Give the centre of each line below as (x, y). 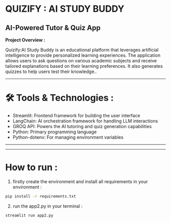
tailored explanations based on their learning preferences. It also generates (84, 66)
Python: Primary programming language (54, 132)
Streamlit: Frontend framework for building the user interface (76, 115)
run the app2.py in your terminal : (48, 206)
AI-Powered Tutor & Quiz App (53, 28)
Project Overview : (25, 40)
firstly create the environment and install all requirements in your (80, 181)
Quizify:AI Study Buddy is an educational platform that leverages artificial (82, 50)
